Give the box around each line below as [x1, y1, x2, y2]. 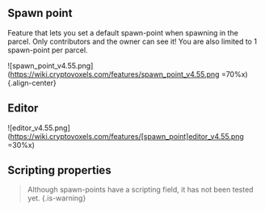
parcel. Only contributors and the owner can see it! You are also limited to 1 [7, 36, 258, 46]
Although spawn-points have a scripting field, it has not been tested [27, 185, 254, 195]
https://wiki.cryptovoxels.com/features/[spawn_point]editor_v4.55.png [10, 131, 244, 141]
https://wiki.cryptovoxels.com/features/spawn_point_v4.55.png [10, 69, 220, 79]
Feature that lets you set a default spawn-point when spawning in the [7, 27, 239, 37]
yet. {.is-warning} [27, 193, 86, 203]
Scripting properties [7, 163, 111, 177]
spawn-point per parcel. [7, 44, 88, 55]
